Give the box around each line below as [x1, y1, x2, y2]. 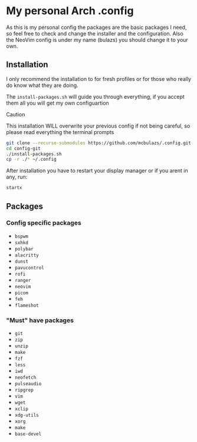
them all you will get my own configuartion [6, 99, 109, 106]
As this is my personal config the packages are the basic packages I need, [6, 24, 187, 31]
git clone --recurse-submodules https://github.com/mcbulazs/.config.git [6, 140, 192, 146]
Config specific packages [6, 219, 81, 227]
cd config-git [6, 145, 41, 151]
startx [6, 185, 22, 191]
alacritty [14, 252, 40, 258]
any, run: [6, 173, 28, 181]
